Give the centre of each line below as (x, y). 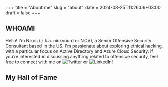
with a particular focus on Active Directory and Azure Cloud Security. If (79, 51)
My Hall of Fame (31, 78)
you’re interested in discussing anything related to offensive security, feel (82, 56)
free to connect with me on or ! (59, 62)
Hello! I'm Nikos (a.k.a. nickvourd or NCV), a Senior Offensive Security (78, 40)
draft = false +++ (23, 13)
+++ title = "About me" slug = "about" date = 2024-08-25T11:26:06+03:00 (83, 7)
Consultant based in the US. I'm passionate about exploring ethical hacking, (84, 46)
